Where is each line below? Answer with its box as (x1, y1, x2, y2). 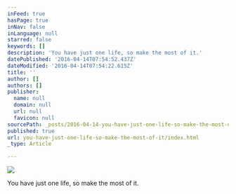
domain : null (13, 102, 52, 109)
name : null (13, 95, 46, 102)
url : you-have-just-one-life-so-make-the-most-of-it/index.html (7, 134, 199, 141)
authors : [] (7, 82, 42, 89)
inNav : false (7, 23, 46, 30)
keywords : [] (7, 43, 46, 50)
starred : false (7, 36, 52, 43)
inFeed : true (7, 10, 46, 18)
